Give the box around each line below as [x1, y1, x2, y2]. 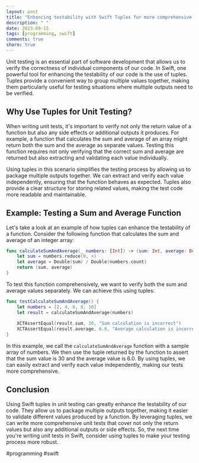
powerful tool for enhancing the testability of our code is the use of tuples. [6, 71, 188, 78]
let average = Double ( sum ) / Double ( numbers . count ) [17, 259, 147, 265]
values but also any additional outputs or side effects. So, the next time [6, 426, 179, 433]
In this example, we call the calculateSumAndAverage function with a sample [6, 343, 190, 349]
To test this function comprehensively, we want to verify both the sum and [6, 280, 188, 288]
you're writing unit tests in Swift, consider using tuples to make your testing [6, 432, 190, 439]
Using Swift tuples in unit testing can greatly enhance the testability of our [6, 400, 187, 407]
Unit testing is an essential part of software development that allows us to [6, 58, 185, 65]
